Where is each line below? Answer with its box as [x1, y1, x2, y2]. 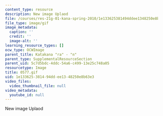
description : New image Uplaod [5, 12, 68, 16]
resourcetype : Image [5, 66, 47, 71]
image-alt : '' [9, 39, 38, 43]
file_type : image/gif [5, 20, 49, 26]
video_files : [5, 79, 32, 84]
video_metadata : [5, 88, 38, 93]
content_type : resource [5, 7, 53, 12]
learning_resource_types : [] [5, 43, 64, 48]
